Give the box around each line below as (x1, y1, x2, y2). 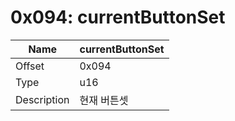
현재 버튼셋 (79, 93, 129, 107)
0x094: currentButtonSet (10, 6, 226, 29)
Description (15, 92, 70, 106)
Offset (15, 59, 45, 73)
